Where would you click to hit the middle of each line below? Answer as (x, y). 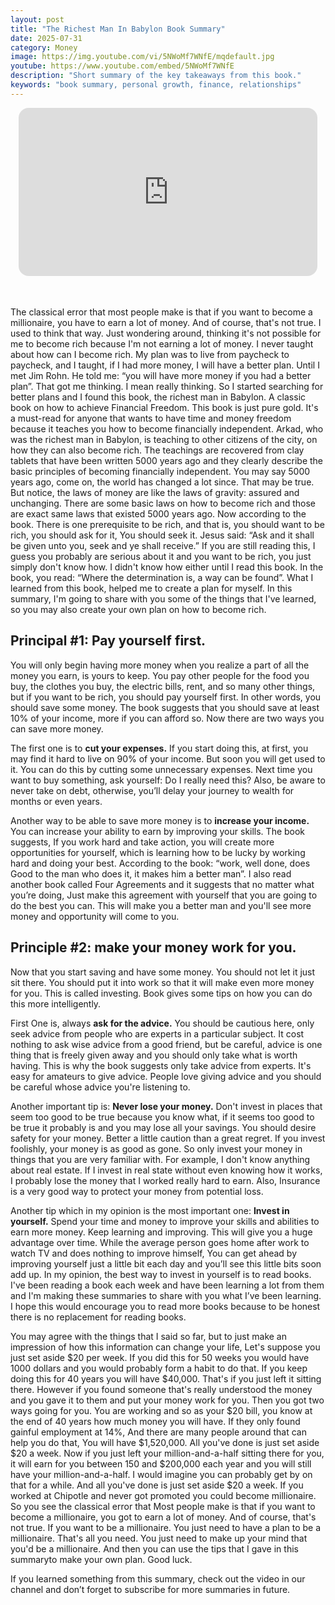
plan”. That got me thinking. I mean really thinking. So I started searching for (167, 387)
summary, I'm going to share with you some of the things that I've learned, (163, 599)
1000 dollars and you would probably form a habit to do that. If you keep (159, 1368)
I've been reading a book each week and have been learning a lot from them (167, 1285)
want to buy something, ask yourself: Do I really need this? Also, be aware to (168, 780)
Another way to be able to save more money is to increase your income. (160, 820)
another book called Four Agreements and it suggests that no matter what (162, 884)
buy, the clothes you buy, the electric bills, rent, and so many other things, (163, 686)
